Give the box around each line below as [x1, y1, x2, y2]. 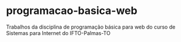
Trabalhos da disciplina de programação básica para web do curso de [6, 23, 176, 30]
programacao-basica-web [6, 4, 138, 17]
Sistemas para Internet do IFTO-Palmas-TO [6, 29, 110, 36]
